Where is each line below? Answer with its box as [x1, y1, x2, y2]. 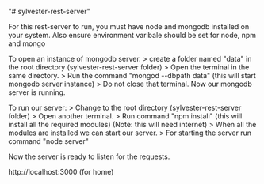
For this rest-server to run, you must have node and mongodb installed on [8, 22, 250, 31]
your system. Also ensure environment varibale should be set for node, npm [8, 31, 256, 39]
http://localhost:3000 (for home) [8, 167, 114, 176]
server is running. [8, 88, 66, 97]
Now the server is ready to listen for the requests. [8, 152, 170, 161]
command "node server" [8, 137, 90, 145]
